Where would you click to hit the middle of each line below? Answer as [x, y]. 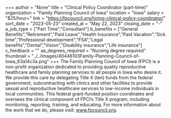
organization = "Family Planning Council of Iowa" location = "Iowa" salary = [85, 13]
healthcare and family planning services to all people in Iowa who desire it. [84, 72]
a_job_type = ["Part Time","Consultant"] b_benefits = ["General [72, 29]
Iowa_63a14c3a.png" [27, 61]
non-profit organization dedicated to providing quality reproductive [76, 67]
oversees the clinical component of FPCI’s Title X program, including [77, 99]
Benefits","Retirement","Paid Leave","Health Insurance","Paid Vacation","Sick [86, 34]
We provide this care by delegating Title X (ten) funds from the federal [79, 78]
